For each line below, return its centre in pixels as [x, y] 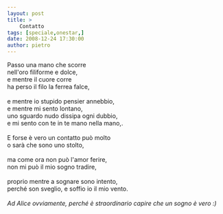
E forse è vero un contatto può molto [59, 138]
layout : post [26, 13]
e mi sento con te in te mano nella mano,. [65, 123]
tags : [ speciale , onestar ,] [46, 33]
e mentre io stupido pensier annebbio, [61, 101]
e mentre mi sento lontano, [45, 108]
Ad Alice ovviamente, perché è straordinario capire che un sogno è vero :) [112, 203]
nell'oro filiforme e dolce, [42, 72]
